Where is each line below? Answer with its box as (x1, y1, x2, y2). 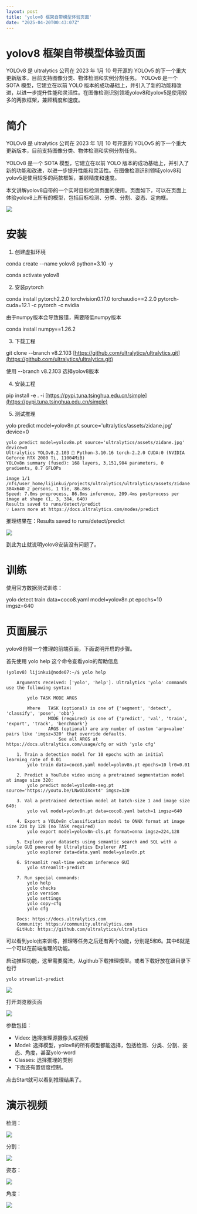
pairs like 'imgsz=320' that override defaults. (6, 731, 127, 737)
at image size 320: (6, 778, 54, 783)
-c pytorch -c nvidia (31, 302, 80, 309)
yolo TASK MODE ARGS (27, 695, 77, 701)
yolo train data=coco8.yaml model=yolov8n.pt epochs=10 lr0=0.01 (27, 762, 191, 768)
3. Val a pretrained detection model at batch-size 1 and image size (16, 798, 191, 804)
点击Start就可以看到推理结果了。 (6, 1076, 85, 1084)
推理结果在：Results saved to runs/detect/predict (6, 517, 125, 524)
